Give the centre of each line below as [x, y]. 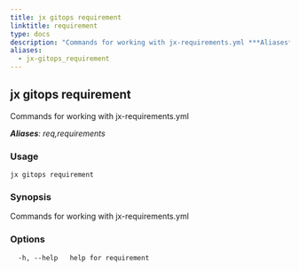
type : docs [30, 34]
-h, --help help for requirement [84, 258]
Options [28, 239]
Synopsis [31, 197]
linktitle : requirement [54, 26]
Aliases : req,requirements [58, 133]
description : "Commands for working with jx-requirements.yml [127, 42]
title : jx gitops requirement [66, 17]
